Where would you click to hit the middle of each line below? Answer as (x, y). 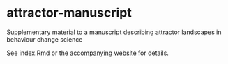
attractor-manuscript (69, 13)
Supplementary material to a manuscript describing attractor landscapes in (114, 32)
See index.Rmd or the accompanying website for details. (88, 53)
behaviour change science (45, 39)
